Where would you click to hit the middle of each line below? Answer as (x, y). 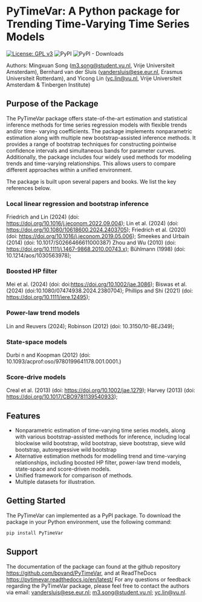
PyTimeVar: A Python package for (93, 11)
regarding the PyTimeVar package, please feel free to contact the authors (98, 586)
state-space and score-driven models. (63, 469)
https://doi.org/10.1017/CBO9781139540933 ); (62, 397)
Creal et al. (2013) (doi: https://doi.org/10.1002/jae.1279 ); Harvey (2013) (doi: (101, 390)
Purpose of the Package (52, 104)
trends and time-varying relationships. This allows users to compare (91, 163)
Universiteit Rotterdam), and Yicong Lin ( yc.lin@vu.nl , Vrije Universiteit (94, 78)
